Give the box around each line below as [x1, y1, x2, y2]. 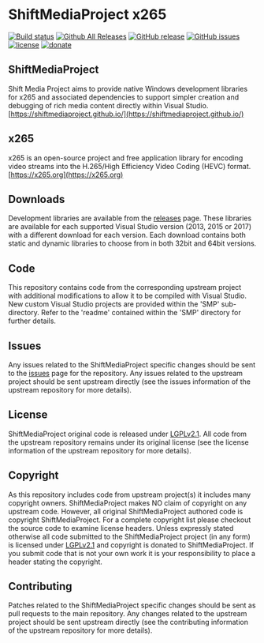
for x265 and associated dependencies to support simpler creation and [8, 92, 239, 102]
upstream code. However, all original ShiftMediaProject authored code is [8, 506, 244, 516]
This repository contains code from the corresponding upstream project [8, 283, 242, 292]
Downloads [8, 192, 65, 206]
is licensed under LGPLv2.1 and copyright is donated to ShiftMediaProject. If [8, 540, 255, 550]
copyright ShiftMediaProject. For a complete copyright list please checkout [8, 515, 251, 525]
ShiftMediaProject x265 [8, 6, 167, 24]
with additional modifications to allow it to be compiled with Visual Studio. [8, 291, 247, 301]
